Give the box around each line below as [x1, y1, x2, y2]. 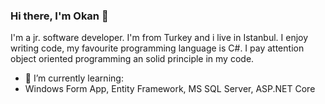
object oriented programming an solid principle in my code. [10, 53, 255, 65]
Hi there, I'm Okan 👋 [10, 9, 109, 23]
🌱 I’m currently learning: [24, 72, 124, 84]
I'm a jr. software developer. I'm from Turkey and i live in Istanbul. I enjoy [10, 32, 309, 44]
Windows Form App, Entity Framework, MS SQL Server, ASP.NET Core [24, 83, 316, 95]
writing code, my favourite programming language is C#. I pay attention [10, 42, 305, 54]
